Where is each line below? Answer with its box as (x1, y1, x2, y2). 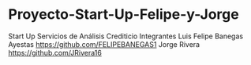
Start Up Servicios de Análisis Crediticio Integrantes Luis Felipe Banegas (8, 31, 243, 41)
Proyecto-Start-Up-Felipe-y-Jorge (8, 5, 239, 23)
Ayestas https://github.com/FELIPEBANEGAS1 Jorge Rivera (8, 39, 200, 49)
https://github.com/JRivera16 (8, 48, 103, 57)
